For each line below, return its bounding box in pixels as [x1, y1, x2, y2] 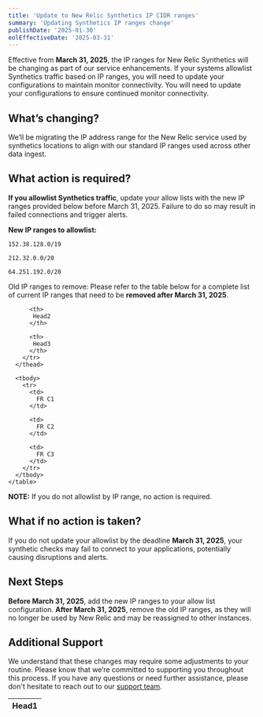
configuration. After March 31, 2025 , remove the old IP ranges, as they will [8, 604, 251, 614]
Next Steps [8, 575, 64, 588]
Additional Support [8, 636, 104, 649]
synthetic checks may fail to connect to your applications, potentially [8, 543, 231, 553]
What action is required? [8, 172, 131, 185]
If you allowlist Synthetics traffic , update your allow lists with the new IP [8, 192, 246, 202]
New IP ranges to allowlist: [8, 225, 97, 234]
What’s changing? [8, 111, 100, 125]
